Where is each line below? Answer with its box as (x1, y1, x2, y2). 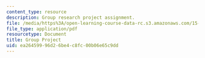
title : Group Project (6, 37, 62, 43)
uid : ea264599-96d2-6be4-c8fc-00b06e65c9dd (6, 43, 119, 49)
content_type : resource (6, 8, 67, 15)
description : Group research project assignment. (6, 14, 135, 21)
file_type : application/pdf (6, 25, 78, 32)
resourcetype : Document (6, 31, 67, 37)
